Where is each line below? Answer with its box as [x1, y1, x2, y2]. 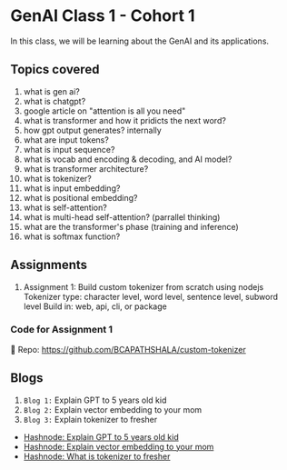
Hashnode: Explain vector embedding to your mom [23, 441, 214, 452]
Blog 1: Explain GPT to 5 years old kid [23, 395, 167, 405]
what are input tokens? [23, 134, 110, 145]
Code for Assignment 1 [10, 324, 113, 336]
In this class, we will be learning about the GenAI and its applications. [10, 35, 270, 46]
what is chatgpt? [23, 95, 86, 106]
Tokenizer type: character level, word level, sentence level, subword [23, 291, 279, 302]
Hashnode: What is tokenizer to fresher [23, 451, 171, 462]
